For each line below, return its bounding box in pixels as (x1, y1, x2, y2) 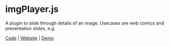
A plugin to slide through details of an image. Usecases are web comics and (5, 20, 164, 26)
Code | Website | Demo (5, 35, 54, 41)
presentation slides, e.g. (5, 25, 56, 31)
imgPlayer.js (5, 3, 59, 15)
